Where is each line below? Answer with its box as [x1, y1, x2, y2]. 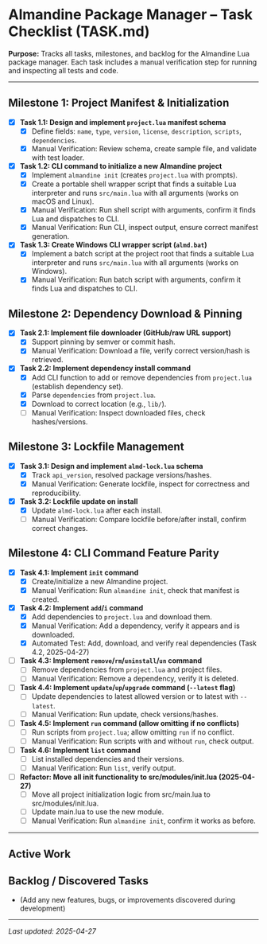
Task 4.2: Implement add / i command [19, 603, 144, 612]
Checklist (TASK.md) [8, 22, 150, 41]
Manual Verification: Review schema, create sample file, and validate [31, 143, 257, 153]
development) [19, 903, 66, 913]
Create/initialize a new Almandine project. [31, 576, 168, 586]
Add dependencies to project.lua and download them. [31, 612, 213, 622]
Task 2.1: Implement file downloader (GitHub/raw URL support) [19, 328, 232, 337]
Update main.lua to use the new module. [31, 807, 164, 817]
